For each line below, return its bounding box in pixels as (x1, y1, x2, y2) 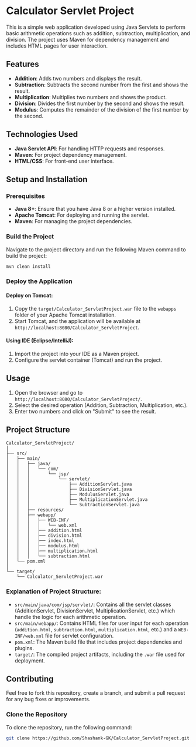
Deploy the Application (6, 277, 73, 285)
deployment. (14, 657, 45, 664)
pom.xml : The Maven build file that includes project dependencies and (14, 638, 183, 645)
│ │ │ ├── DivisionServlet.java (6, 486, 132, 493)
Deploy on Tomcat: (6, 292, 53, 299)
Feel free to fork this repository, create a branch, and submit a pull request (6, 689, 185, 696)
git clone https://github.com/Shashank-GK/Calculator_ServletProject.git (6, 735, 190, 741)
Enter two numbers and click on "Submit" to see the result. (14, 408, 156, 415)
